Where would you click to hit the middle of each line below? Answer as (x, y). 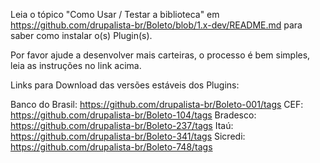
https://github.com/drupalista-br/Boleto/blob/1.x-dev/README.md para (156, 25)
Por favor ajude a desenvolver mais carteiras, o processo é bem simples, (160, 55)
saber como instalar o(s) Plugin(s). (81, 35)
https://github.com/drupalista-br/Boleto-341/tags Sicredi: (128, 136)
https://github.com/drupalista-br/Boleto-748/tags (111, 147)
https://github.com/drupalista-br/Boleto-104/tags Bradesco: (133, 115)
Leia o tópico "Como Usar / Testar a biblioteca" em (115, 14)
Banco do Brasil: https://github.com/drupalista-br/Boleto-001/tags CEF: (157, 104)
